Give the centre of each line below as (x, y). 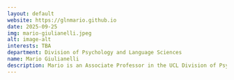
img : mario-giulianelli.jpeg (49, 33)
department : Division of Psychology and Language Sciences (95, 53)
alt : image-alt (29, 40)
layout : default (31, 14)
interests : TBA (29, 46)
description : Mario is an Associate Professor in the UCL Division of (112, 65)
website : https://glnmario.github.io (62, 20)
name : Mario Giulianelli (43, 59)
